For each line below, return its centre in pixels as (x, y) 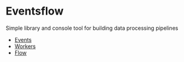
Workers (25, 46)
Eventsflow (35, 11)
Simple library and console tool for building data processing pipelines (92, 28)
